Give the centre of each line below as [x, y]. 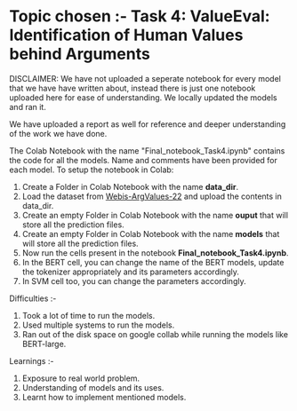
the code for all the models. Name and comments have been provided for [144, 160]
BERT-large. [44, 344]
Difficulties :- [33, 298]
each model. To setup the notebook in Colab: [92, 170]
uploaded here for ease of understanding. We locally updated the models [143, 97]
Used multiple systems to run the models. [98, 325]
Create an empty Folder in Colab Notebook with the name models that [151, 233]
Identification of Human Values [126, 35]
